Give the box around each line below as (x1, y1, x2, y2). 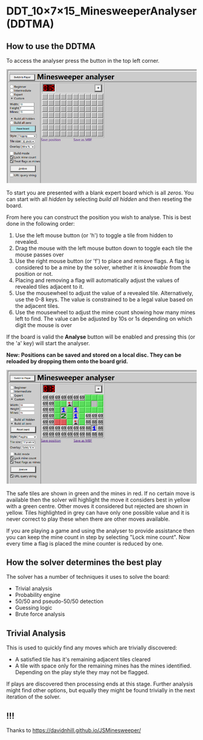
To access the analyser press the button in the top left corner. (6, 57, 160, 64)
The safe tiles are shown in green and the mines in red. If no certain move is (6, 490, 195, 497)
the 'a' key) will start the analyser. (6, 339, 91, 346)
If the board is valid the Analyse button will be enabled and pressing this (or (6, 333, 195, 340)
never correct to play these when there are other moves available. (6, 515, 170, 523)
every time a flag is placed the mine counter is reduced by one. (6, 540, 164, 547)
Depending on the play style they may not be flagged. (14, 669, 149, 676)
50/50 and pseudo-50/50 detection (14, 598, 104, 605)
